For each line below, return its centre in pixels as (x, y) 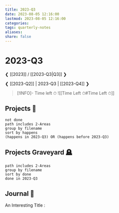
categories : (17, 23)
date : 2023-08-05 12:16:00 (32, 14)
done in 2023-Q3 (21, 179)
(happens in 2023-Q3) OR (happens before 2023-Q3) (57, 137)
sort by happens (21, 133)
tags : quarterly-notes (28, 28)
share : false (18, 37)
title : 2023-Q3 (20, 9)
